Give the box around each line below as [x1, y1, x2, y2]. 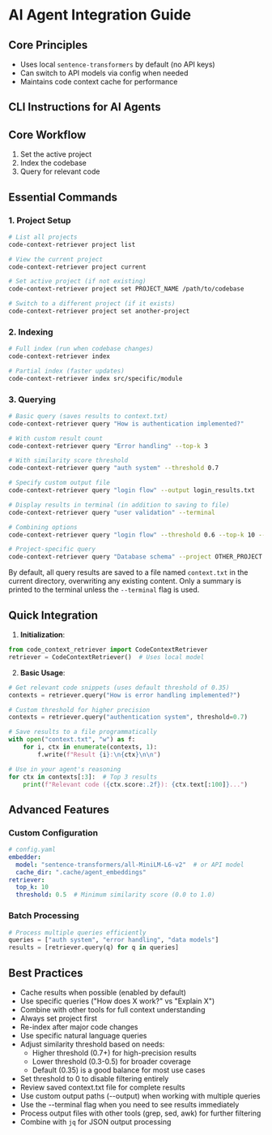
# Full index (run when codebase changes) [8, 345, 154, 353]
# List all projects [8, 233, 79, 241]
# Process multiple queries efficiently [8, 928, 147, 937]
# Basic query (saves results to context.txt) [8, 412, 168, 420]
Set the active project [19, 149, 92, 159]
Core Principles [8, 38, 88, 52]
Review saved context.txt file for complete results [19, 1082, 185, 1092]
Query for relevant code [19, 166, 100, 176]
